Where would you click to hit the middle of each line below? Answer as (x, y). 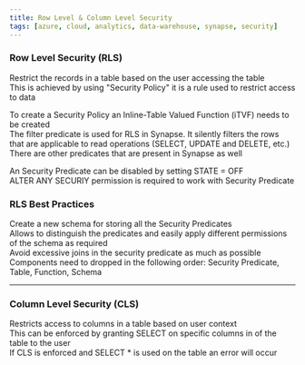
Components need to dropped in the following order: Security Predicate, (144, 262)
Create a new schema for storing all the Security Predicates (121, 224)
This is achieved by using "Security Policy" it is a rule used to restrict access (152, 87)
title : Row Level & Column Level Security (91, 18)
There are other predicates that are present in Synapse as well (126, 153)
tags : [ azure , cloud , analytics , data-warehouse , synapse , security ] (144, 26)
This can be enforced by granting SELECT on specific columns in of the (143, 333)
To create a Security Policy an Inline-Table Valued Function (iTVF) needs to (149, 114)
